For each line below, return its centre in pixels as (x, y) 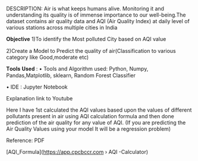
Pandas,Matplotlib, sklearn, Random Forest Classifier (71, 75)
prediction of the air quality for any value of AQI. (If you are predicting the (96, 122)
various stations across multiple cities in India (62, 27)
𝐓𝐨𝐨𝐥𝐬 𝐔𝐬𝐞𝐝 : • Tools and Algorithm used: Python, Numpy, (77, 69)
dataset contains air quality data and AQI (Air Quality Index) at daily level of (98, 21)
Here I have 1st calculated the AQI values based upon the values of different (99, 110)
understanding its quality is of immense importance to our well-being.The (96, 15)
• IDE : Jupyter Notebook (37, 87)
